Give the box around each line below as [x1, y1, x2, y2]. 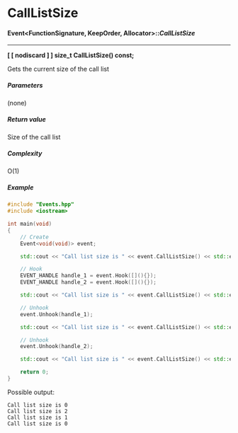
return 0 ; [20, 369, 50, 376]
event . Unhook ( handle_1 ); [20, 311, 93, 318]
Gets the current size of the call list [7, 65, 110, 74]
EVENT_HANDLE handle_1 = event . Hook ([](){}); [20, 272, 157, 279]
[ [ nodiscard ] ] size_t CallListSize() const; [7, 51, 135, 59]
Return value [7, 115, 46, 123]
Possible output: [7, 388, 55, 396]
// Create [20, 233, 50, 241]
